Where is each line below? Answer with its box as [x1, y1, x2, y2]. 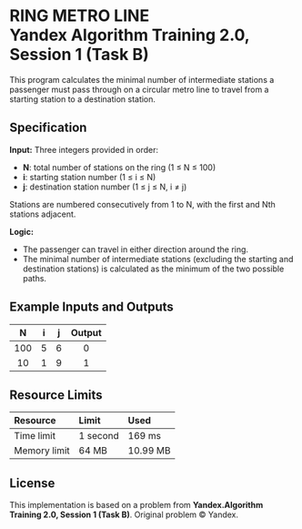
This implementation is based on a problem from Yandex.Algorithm [9, 500, 264, 511]
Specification [9, 120, 87, 136]
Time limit [14, 430, 56, 443]
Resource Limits [9, 387, 103, 402]
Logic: [9, 226, 35, 237]
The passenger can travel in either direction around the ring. [22, 243, 248, 255]
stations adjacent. [9, 209, 76, 219]
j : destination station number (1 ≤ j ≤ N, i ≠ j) [22, 181, 187, 192]
